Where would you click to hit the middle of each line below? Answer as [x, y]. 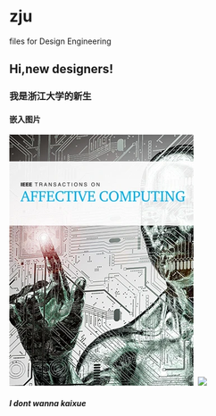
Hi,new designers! [61, 69]
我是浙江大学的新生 [50, 96]
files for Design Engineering [60, 41]
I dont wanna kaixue [48, 404]
